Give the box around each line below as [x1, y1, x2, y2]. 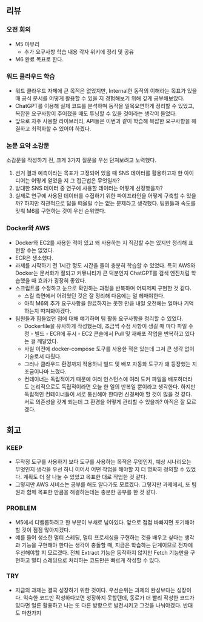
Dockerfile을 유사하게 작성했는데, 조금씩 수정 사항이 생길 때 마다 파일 [24, 322, 187, 329]
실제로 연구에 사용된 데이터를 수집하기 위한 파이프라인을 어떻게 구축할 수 [15, 192, 185, 199]
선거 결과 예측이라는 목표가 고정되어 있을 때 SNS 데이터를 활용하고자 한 [15, 169, 183, 177]
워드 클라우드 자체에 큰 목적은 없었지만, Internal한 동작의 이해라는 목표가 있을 [15, 87, 198, 94]
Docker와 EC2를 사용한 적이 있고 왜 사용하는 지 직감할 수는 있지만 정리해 [15, 239, 187, 246]
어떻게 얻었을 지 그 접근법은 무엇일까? [31, 177, 120, 184]
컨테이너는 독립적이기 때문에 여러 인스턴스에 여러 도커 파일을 [24, 375, 167, 383]
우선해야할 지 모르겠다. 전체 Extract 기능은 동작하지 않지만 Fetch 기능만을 [15, 549, 189, 556]
